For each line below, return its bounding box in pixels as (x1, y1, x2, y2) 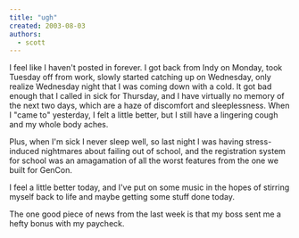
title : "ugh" (9, 12, 58, 22)
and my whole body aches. (9, 119, 109, 130)
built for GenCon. (9, 165, 73, 176)
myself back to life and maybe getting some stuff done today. (9, 192, 235, 202)
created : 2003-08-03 (9, 21, 87, 30)
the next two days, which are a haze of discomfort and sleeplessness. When (9, 100, 290, 111)
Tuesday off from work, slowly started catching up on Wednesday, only (9, 72, 272, 83)
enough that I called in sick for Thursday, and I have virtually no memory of (9, 91, 286, 102)
